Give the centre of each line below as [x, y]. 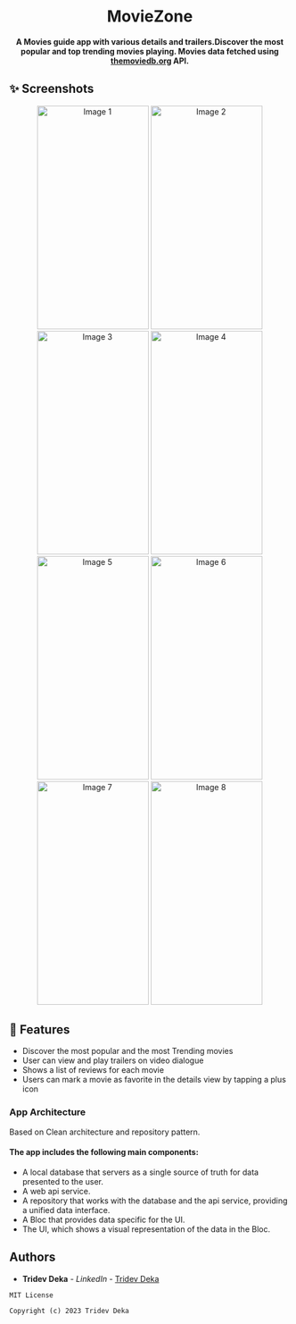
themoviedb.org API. [150, 61]
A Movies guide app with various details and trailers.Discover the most [150, 41]
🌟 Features [40, 1029]
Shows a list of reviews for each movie [93, 1070]
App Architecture [48, 1112]
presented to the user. [63, 1181]
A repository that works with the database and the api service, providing [155, 1201]
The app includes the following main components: [104, 1152]
